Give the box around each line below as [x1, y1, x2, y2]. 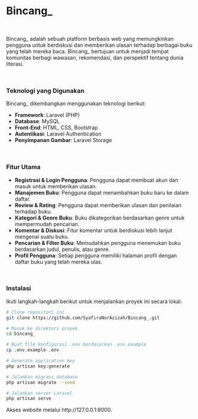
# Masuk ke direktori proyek [6, 325, 78, 331]
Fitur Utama [6, 163, 41, 171]
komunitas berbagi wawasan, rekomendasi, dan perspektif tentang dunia [6, 54, 184, 61]
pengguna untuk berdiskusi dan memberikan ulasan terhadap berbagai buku [6, 41, 193, 49]
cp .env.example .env [6, 347, 60, 353]
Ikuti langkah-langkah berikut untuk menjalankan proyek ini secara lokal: [6, 298, 182, 305]
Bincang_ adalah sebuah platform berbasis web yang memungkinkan [6, 35, 174, 42]
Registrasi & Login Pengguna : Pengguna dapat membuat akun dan [14, 176, 178, 183]
